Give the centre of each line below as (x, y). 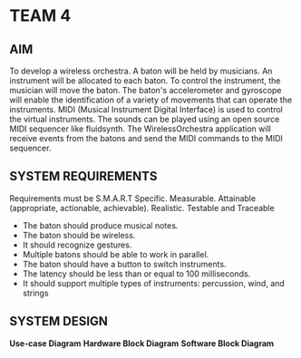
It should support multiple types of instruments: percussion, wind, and (154, 283)
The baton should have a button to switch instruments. (124, 264)
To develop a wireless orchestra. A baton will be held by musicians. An (141, 71)
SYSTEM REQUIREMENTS (83, 176)
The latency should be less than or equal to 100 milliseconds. (136, 274)
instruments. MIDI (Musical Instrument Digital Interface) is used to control (146, 109)
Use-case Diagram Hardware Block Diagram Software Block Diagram (142, 343)
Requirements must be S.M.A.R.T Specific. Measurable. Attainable (133, 198)
